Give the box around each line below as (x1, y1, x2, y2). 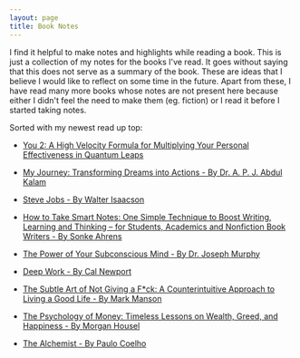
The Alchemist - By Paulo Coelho (22, 337, 147, 349)
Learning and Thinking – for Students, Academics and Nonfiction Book (22, 221, 286, 232)
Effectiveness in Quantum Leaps (22, 149, 144, 160)
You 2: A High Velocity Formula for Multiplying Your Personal (22, 140, 249, 150)
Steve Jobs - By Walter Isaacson (22, 194, 145, 205)
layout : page (9, 13, 59, 23)
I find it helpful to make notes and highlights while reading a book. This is (9, 46, 282, 57)
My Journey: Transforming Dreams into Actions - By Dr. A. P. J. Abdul (22, 167, 283, 178)
